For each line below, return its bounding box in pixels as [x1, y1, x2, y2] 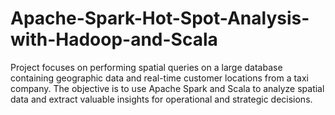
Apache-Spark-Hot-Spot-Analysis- [10, 7, 310, 30]
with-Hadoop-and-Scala [10, 28, 218, 51]
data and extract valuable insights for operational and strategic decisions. [10, 93, 313, 105]
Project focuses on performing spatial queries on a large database [10, 61, 283, 73]
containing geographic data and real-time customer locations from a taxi [10, 72, 309, 84]
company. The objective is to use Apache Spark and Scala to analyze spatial [10, 82, 325, 94]
